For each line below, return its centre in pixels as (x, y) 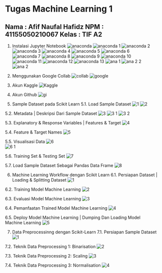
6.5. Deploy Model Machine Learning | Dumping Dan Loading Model (73, 217)
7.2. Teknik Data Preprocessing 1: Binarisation (50, 246)
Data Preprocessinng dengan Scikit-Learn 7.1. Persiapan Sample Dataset (84, 232)
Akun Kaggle (25, 85)
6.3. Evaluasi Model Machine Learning (43, 199)
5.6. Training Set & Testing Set (35, 156)
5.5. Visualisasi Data (25, 142)
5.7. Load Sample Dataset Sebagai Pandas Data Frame (59, 165)
